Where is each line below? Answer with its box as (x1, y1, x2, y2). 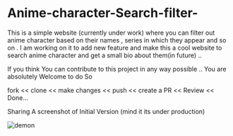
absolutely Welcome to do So (7, 72, 93, 81)
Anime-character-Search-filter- (7, 5, 198, 21)
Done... (7, 93, 29, 102)
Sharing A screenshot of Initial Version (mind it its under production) (7, 107, 205, 115)
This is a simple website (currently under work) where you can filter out (7, 28, 215, 37)
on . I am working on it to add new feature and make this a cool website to (7, 43, 222, 52)
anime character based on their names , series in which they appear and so (7, 35, 227, 44)
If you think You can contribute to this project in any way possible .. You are (7, 64, 227, 73)
